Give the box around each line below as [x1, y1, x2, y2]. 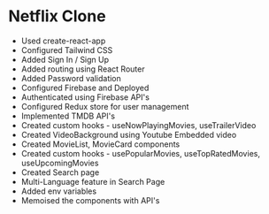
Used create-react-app [20, 35, 106, 46]
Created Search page [20, 166, 100, 178]
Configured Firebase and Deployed [20, 82, 150, 93]
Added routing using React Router [20, 64, 145, 74]
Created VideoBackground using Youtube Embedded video [20, 129, 237, 140]
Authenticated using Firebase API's [20, 91, 150, 103]
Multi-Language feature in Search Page [20, 176, 165, 187]
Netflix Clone [8, 6, 107, 27]
